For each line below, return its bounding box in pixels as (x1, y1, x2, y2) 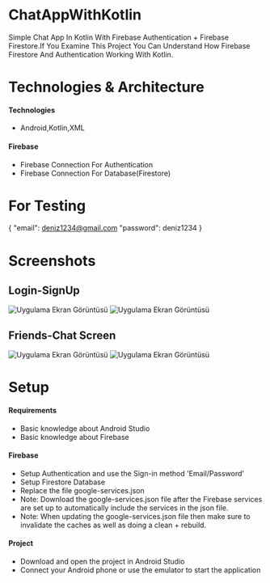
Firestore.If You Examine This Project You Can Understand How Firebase (8, 40, 251, 50)
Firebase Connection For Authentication (19, 159, 154, 169)
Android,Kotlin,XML (19, 123, 85, 133)
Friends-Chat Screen (8, 328, 116, 342)
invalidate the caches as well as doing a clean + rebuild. (19, 520, 207, 530)
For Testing (8, 196, 86, 215)
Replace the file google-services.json (19, 485, 145, 495)
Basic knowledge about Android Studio (19, 423, 150, 433)
